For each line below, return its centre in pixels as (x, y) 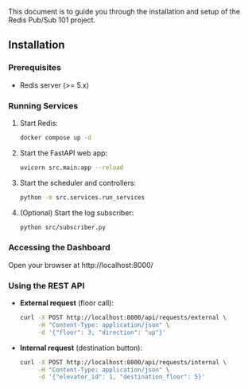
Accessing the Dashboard (60, 248)
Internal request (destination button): (81, 348)
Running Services (43, 105)
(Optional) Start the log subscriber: (77, 212)
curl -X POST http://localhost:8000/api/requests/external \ (123, 318)
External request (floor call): (66, 303)
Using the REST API (46, 285)
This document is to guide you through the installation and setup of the (124, 12)
